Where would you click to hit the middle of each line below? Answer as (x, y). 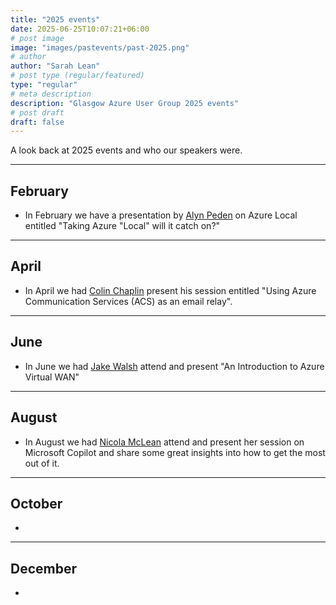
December (44, 568)
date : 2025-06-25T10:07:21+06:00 (80, 29)
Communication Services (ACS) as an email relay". (128, 301)
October (36, 503)
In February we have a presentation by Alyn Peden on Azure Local (161, 215)
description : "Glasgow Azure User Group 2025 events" (125, 103)
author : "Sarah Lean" (55, 66)
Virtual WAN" (52, 377)
